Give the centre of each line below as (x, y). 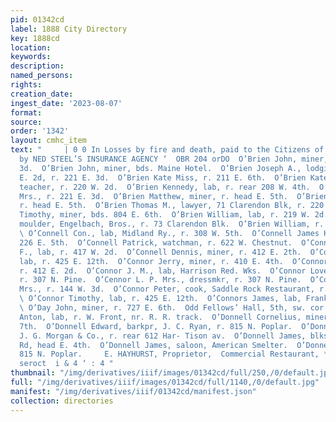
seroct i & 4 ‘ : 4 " (66, 364)
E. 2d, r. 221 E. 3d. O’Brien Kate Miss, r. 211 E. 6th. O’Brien (163, 177)
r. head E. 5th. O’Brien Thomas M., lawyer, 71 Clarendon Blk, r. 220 (172, 206)
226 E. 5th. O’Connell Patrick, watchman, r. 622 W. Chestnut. (156, 242)
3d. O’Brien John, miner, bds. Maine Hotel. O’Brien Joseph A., (160, 168)
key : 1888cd (35, 38)
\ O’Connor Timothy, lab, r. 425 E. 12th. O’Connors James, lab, (160, 299)
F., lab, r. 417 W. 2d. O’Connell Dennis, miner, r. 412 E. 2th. (160, 252)
